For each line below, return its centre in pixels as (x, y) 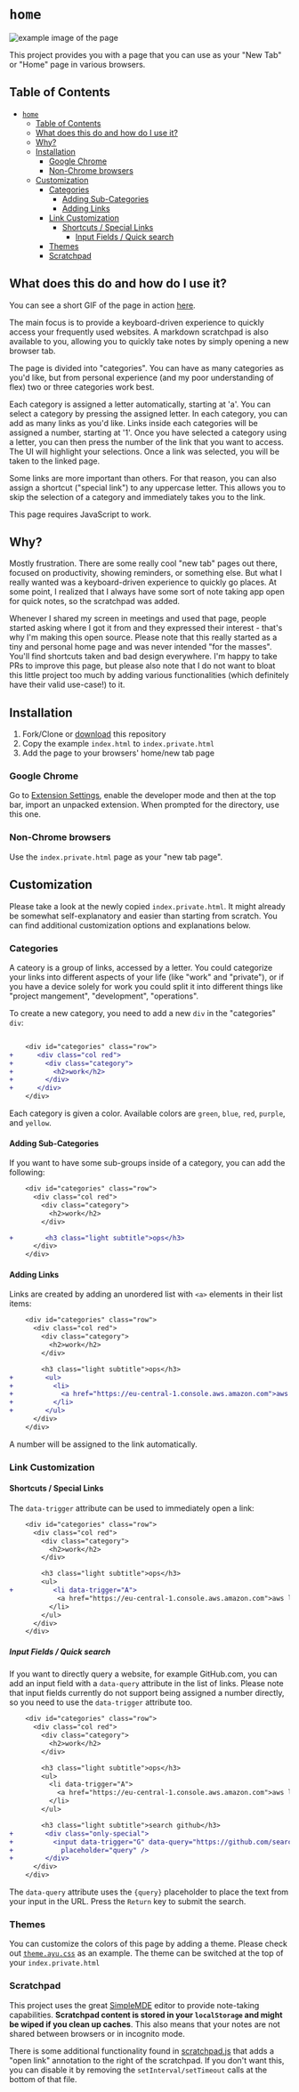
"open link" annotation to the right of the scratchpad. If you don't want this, (147, 2060)
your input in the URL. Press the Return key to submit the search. (128, 1902)
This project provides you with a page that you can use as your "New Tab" (145, 54)
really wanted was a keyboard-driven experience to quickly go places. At (143, 582)
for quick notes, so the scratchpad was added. (95, 602)
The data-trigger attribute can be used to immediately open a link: (132, 1508)
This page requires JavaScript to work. (81, 514)
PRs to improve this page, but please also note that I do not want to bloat (142, 666)
